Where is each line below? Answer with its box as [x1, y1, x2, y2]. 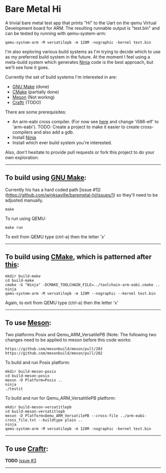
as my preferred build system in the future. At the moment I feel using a [5, 53, 151, 60]
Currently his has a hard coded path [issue [5, 187, 92, 193]
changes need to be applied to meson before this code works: [5, 337, 132, 343]
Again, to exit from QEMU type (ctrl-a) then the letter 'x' [5, 300, 119, 306]
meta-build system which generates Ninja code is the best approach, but [5, 59, 154, 65]
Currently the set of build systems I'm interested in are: [5, 74, 117, 80]
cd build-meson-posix [5, 373, 50, 378]
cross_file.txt [5, 418, 37, 423]
